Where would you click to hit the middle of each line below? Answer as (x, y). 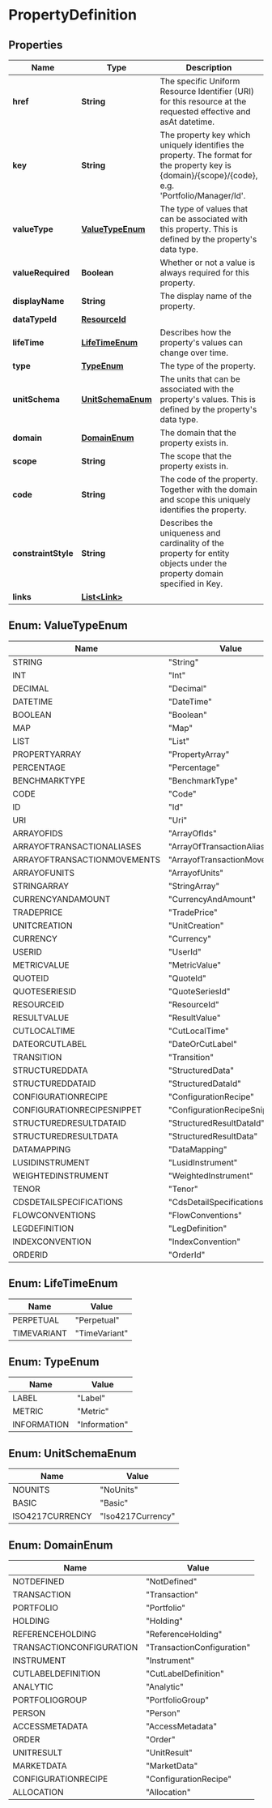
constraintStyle (43, 553)
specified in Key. (191, 583)
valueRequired (41, 273)
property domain (192, 573)
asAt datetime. (187, 122)
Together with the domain (208, 489)
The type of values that (204, 209)
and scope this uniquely (205, 500)
